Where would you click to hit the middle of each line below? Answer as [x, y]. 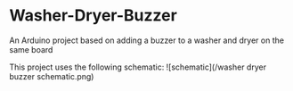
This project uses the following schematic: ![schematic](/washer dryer [138, 67]
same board [31, 49]
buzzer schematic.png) [52, 76]
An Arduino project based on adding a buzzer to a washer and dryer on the [147, 40]
